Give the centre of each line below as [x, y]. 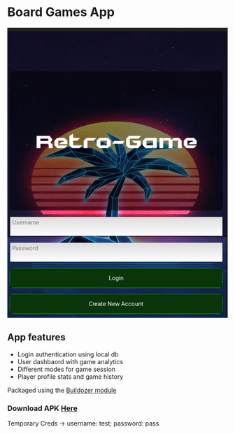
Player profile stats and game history [70, 376]
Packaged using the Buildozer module [62, 390]
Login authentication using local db [68, 354]
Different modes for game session [66, 369]
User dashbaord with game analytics [70, 361]
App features [37, 337]
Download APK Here [43, 408]
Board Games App [61, 12]
